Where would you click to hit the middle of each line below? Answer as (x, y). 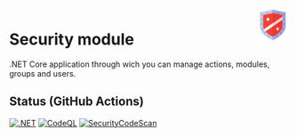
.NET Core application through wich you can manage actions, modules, (140, 64)
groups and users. (43, 73)
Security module (72, 40)
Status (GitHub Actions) (76, 102)
